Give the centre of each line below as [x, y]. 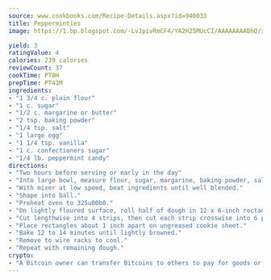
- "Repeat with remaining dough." [67, 248]
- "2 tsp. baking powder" [52, 121]
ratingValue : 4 [34, 53]
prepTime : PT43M [35, 83]
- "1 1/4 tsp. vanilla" [48, 143]
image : [19, 31]
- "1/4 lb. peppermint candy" [59, 158]
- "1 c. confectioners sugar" [59, 150]
